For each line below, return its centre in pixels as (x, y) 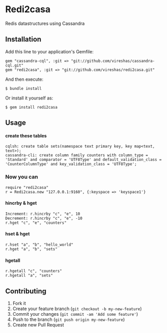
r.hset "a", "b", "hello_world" (39, 245)
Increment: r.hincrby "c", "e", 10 (43, 214)
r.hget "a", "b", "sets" (31, 249)
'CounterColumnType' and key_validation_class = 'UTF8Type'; (71, 164)
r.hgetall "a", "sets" (29, 276)
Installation (23, 39)
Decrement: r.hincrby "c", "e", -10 (44, 218)
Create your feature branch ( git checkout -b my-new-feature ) (77, 309)
